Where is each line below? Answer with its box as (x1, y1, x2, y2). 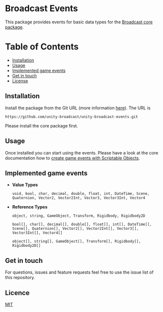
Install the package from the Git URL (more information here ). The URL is (5, 105, 151, 111)
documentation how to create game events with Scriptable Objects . (5, 155, 140, 161)
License (12, 78, 28, 84)
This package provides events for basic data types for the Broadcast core (5, 19, 153, 25)
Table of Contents (5, 41, 79, 52)
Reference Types (12, 204, 48, 210)
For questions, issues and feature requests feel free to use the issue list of (5, 269, 154, 275)
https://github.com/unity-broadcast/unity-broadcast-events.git (5, 114, 138, 119)
